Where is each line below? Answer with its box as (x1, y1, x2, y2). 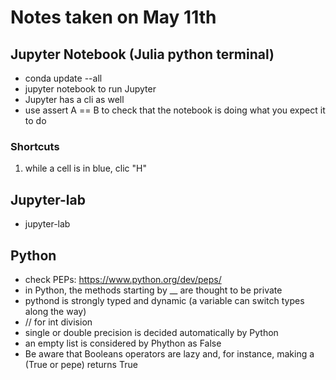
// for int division (24, 316, 93, 328)
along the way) (24, 305, 87, 317)
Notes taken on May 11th (10, 6, 217, 29)
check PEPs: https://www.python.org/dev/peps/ (24, 273, 222, 285)
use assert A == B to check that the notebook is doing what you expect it (24, 104, 326, 116)
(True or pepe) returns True (24, 358, 138, 370)
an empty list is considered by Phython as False (24, 337, 222, 349)
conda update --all (24, 72, 103, 84)
